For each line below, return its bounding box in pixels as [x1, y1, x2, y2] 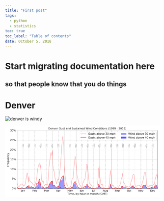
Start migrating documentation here [5, 61, 155, 72]
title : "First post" [5, 8, 48, 13]
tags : [5, 13, 16, 18]
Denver [5, 100, 36, 111]
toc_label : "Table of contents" [5, 34, 71, 39]
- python [9, 18, 27, 23]
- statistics [9, 24, 36, 28]
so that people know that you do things [5, 80, 127, 88]
